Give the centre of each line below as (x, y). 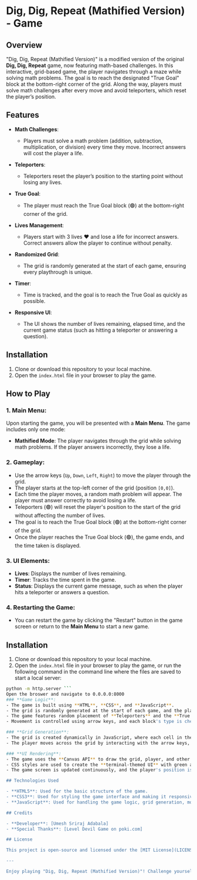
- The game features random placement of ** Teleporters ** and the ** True (98, 716)
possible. (34, 301)
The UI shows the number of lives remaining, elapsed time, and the (104, 324)
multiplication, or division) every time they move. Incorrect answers (105, 147)
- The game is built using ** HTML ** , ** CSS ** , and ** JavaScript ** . (90, 705)
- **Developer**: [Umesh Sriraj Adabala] (57, 824)
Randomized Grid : (37, 254)
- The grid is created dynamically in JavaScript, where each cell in (94, 738)
